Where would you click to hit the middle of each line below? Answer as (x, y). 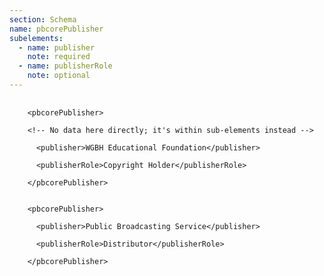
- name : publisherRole (65, 66)
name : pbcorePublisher (56, 29)
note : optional (59, 76)
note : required (59, 57)
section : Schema (43, 19)
